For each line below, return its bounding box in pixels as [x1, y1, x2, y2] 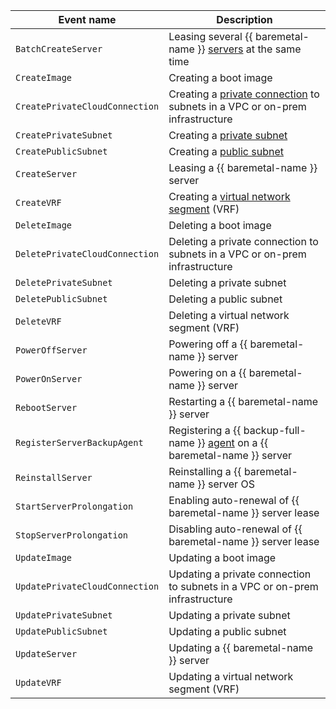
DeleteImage [15, 220, 73, 231]
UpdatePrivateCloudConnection [15, 581, 160, 592]
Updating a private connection [168, 567, 312, 581]
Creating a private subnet [168, 129, 288, 142]
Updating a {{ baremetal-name [168, 641, 314, 654]
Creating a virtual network [168, 190, 291, 203]
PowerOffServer [15, 345, 88, 356]
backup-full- [243, 424, 307, 437]
